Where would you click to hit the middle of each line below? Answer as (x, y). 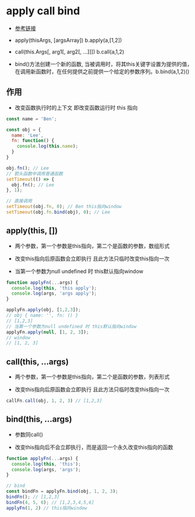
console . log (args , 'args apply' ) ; (54, 293)
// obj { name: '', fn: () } (42, 315)
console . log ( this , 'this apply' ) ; (54, 288)
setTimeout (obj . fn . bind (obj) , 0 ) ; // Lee (58, 212)
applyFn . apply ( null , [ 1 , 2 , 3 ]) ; (48, 332)
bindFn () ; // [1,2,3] (33, 497)
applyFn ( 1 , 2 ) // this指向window (47, 508)
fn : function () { (33, 141)
